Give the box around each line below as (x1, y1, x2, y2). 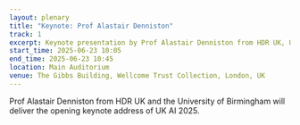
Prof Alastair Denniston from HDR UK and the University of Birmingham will (9, 96, 286, 106)
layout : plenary (9, 12, 70, 22)
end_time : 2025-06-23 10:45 (9, 54, 114, 63)
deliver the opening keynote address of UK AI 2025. (9, 104, 200, 116)
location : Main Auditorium (9, 63, 110, 72)
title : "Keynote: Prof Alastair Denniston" (9, 21, 174, 30)
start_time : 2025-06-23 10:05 (9, 46, 122, 55)
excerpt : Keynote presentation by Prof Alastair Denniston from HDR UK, (9, 37, 286, 47)
